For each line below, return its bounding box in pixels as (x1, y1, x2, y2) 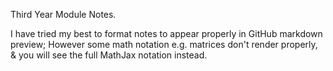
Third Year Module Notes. (10, 9, 117, 20)
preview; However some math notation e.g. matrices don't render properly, (10, 39, 318, 50)
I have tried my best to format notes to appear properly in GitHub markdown (10, 28, 323, 39)
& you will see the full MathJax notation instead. (10, 49, 208, 61)
